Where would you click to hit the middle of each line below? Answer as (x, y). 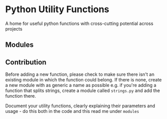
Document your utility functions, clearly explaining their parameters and (80, 106)
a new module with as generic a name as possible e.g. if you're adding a (81, 85)
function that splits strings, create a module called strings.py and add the (83, 91)
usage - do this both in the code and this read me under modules (72, 111)
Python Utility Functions (57, 9)
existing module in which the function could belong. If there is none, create (83, 80)
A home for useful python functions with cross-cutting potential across (79, 23)
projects (14, 28)
